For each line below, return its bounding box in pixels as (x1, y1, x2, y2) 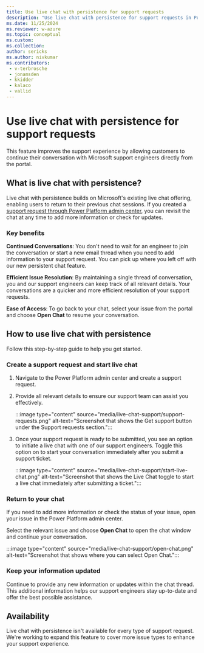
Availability (6, 611, 50, 621)
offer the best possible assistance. (6, 593, 93, 601)
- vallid (8, 88, 32, 94)
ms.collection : (6, 43, 45, 49)
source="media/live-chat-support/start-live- (76, 467, 188, 474)
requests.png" (15, 417, 52, 425)
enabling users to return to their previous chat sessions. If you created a (6, 200, 187, 208)
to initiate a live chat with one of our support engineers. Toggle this (15, 442, 183, 449)
